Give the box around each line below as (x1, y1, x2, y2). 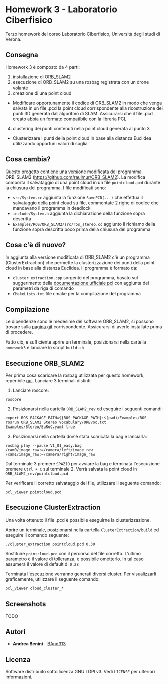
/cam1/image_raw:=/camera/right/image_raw (5, 452, 95, 457)
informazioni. (5, 674, 33, 680)
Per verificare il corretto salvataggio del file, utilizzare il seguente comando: (5, 480, 161, 486)
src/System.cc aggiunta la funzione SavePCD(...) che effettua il (12, 194, 143, 200)
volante (12, 84, 28, 91)
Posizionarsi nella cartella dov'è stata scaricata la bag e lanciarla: (12, 434, 147, 439)
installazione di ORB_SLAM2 (12, 74, 71, 80)
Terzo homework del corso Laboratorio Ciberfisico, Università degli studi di (5, 31, 160, 37)
